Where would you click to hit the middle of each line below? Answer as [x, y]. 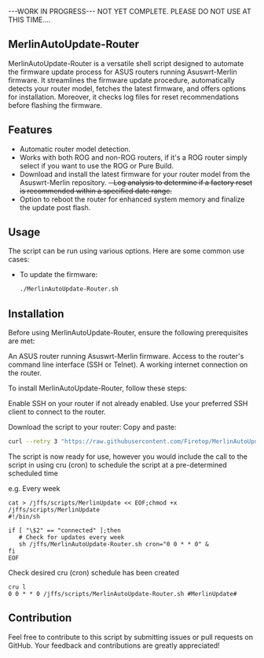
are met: [22, 341]
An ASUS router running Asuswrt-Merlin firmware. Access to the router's [126, 357]
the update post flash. [55, 207]
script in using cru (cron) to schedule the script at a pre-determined [117, 465]
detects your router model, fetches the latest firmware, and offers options [127, 88]
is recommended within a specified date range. [96, 190]
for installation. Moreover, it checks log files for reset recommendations [124, 97]
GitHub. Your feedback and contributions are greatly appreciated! [114, 645]
